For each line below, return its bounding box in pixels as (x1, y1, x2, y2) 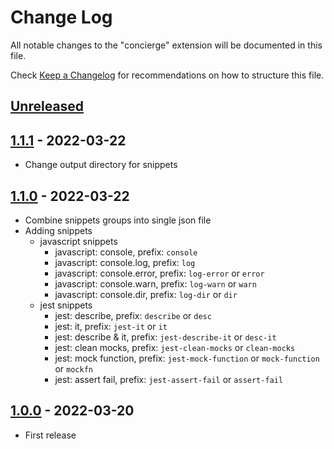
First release (24, 429, 77, 441)
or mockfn (54, 362, 93, 375)
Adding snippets (24, 224, 93, 236)
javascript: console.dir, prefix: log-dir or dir (54, 288, 238, 300)
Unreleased (10, 98, 85, 115)
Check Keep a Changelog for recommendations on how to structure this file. (10, 69, 325, 81)
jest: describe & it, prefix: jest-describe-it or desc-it (54, 331, 277, 343)
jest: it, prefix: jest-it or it (54, 320, 168, 332)
